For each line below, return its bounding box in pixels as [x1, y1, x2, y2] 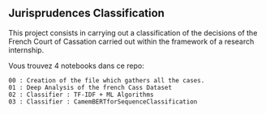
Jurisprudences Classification [8, 6, 165, 20]
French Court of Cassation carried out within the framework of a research [8, 36, 255, 46]
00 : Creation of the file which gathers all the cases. [8, 76, 205, 84]
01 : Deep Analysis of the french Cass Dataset [8, 83, 173, 91]
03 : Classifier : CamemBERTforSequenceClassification [8, 97, 198, 106]
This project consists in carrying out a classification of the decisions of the [8, 27, 258, 37]
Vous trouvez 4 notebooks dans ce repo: [8, 61, 144, 70]
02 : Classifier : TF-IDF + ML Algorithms [8, 91, 154, 99]
